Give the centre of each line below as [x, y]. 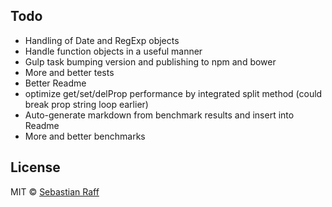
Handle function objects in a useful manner [113, 51]
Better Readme [55, 83]
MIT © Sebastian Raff [55, 191]
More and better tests [69, 72]
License [35, 167]
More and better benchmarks [85, 136]
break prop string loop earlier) [86, 104]
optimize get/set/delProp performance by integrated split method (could [173, 93]
